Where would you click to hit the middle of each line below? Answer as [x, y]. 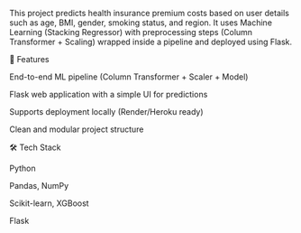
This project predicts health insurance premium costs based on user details [150, 13]
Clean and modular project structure [77, 129]
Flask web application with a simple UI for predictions [109, 94]
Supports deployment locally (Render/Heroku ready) [107, 112]
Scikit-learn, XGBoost [49, 203]
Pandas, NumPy [39, 186]
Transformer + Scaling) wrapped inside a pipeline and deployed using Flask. [151, 42]
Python [23, 168]
